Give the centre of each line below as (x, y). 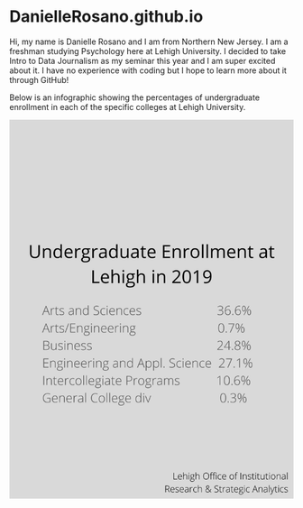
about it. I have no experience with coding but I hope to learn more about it (148, 70)
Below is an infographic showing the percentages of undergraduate (134, 97)
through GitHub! (39, 79)
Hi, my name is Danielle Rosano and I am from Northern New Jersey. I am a (149, 42)
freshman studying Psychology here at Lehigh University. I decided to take (148, 51)
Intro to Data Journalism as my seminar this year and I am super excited (142, 60)
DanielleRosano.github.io (106, 17)
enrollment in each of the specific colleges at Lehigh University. (128, 106)
